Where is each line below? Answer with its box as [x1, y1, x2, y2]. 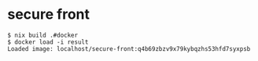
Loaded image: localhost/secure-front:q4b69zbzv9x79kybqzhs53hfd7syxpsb [7, 45, 251, 52]
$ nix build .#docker [7, 31, 79, 39]
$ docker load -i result [7, 38, 89, 46]
